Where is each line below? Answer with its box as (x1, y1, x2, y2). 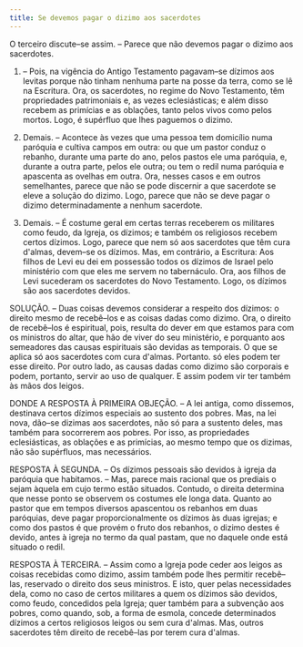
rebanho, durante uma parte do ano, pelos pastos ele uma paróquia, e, (22, 151, 288, 162)
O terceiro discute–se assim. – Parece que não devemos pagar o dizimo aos (9, 38, 294, 49)
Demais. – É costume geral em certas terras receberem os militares (22, 217, 275, 228)
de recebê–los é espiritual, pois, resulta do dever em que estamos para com (9, 322, 294, 333)
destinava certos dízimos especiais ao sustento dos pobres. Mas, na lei (9, 407, 277, 418)
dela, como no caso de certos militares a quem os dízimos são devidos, (9, 588, 278, 599)
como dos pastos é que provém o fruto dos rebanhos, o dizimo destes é (9, 521, 280, 533)
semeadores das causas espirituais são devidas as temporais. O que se (9, 341, 278, 352)
